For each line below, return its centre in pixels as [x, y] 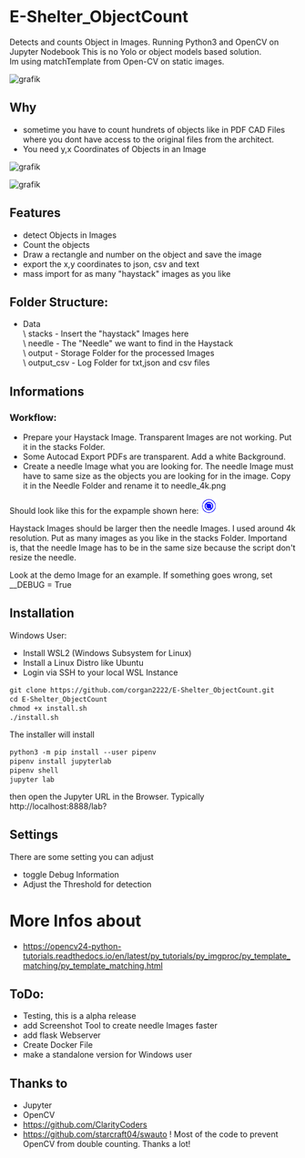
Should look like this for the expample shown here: [104, 511]
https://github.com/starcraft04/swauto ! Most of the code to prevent [151, 1134]
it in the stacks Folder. [64, 447]
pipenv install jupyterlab [61, 761]
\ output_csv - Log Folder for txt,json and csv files [116, 363]
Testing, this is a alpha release [79, 1016]
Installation [42, 614]
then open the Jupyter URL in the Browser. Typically [107, 796]
